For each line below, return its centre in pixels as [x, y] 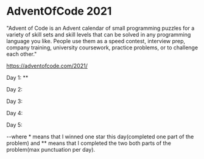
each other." [22, 54]
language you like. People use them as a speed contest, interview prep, [96, 41]
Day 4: [15, 113]
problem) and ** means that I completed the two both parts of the [89, 143]
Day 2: [15, 89]
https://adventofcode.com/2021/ [47, 66]
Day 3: [15, 101]
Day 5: [14, 125]
